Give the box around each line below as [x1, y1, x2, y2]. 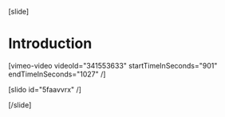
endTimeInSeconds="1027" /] [8, 69, 106, 79]
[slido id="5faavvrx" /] [8, 84, 82, 94]
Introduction [8, 35, 93, 53]
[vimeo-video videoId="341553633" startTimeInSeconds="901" [8, 60, 218, 70]
